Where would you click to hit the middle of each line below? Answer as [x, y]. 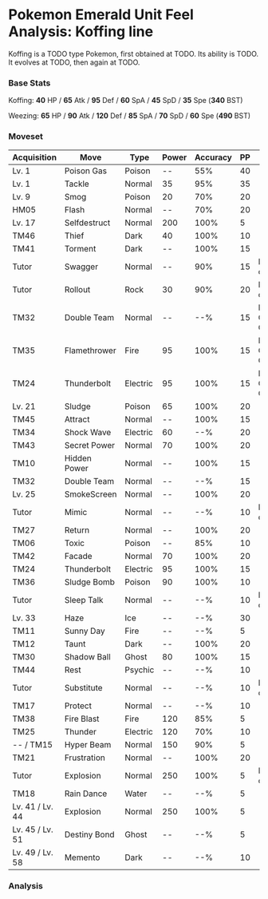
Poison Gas [86, 171]
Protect [78, 706]
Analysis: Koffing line [81, 32]
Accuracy [213, 157]
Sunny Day [85, 631]
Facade [79, 556]
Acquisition [35, 157]
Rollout [77, 289]
